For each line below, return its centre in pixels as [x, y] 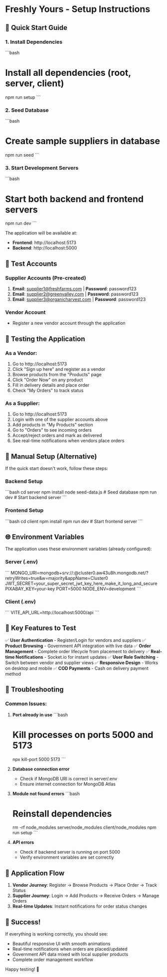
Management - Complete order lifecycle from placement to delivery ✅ [78, 651]
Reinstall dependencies [62, 814]
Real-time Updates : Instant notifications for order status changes [80, 906]
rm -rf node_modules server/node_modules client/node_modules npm [84, 827]
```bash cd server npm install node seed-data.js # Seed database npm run [81, 492]
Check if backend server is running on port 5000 [70, 852]
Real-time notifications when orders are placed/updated [70, 949]
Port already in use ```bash [40, 715]
